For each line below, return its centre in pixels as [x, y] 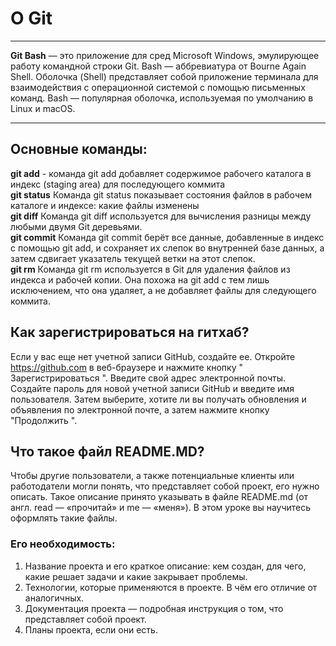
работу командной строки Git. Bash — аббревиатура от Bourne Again [158, 66]
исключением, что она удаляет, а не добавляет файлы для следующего [163, 290]
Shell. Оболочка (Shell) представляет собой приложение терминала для [164, 76]
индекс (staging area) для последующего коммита [118, 184]
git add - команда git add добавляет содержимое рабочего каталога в [161, 173]
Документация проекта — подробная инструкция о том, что [154, 608]
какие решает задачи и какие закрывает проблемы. [136, 576]
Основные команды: [79, 149]
